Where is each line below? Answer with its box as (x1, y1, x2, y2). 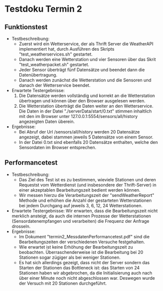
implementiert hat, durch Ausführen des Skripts (19, 46, 115, 52)
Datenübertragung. (19, 72, 58, 78)
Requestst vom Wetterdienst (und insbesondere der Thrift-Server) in (19, 182, 157, 188)
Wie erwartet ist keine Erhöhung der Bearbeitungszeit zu (19, 244, 133, 250)
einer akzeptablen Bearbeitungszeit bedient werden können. (19, 187, 141, 193)
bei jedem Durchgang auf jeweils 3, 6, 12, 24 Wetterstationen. (19, 202, 143, 208)
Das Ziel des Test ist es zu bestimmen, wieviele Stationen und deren (19, 176, 156, 182)
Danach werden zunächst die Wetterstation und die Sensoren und (19, 77, 152, 83)
